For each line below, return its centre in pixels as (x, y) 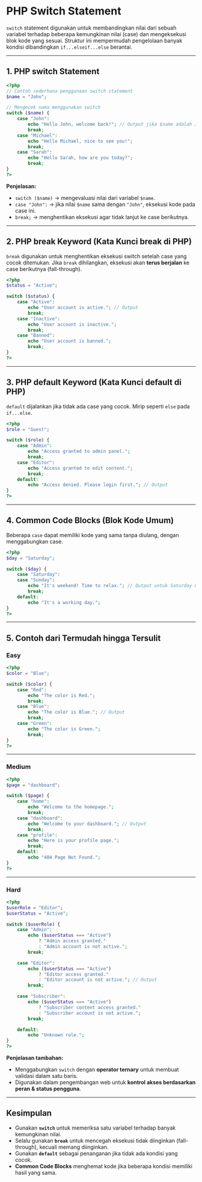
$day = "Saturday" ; (31, 558)
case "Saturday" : (39, 574)
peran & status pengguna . (48, 1089)
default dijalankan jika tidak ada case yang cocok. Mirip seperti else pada (98, 406)
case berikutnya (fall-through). (44, 269)
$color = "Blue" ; (28, 673)
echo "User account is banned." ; (70, 341)
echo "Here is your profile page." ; (74, 841)
